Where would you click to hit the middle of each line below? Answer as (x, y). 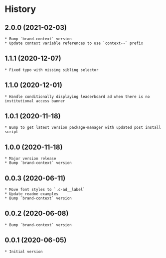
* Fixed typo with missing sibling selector (52, 70)
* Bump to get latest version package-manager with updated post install (83, 128)
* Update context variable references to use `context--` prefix (74, 43)
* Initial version (24, 252)
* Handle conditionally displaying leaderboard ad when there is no (77, 96)
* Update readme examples (31, 194)
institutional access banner (35, 101)
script (11, 132)
